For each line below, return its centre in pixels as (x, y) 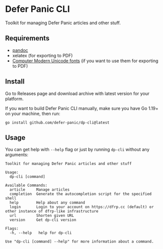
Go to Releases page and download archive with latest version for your (77, 93)
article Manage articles (40, 190)
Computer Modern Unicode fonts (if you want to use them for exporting (85, 61)
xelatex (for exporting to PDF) (42, 55)
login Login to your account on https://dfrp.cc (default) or (82, 207)
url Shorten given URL (42, 216)
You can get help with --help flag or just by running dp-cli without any (77, 150)
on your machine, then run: (33, 113)
